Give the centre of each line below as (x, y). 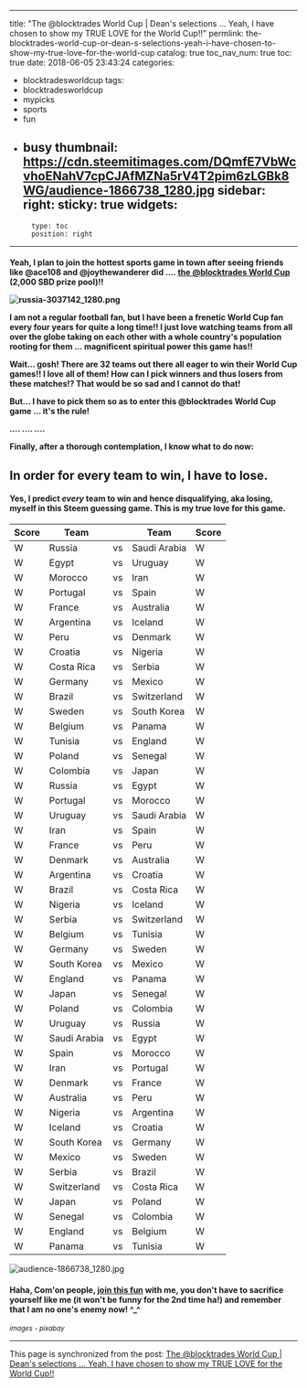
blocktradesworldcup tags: (74, 80)
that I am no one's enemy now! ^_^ (75, 1309)
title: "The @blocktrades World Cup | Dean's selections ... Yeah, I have (142, 23)
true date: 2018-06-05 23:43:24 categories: (92, 62)
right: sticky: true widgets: (100, 205)
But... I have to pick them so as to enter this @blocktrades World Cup (143, 401)
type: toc (50, 226)
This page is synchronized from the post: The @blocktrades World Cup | (146, 1354)
